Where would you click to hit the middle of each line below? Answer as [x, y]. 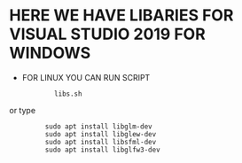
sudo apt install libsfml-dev [101, 142]
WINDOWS [50, 53]
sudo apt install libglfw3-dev [103, 150]
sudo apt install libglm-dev [98, 126]
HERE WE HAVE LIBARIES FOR [121, 16]
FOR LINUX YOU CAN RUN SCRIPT [86, 77]
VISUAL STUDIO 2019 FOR [107, 34]
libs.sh [68, 94]
